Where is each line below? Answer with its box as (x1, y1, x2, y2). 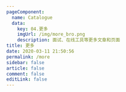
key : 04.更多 (17, 25, 48, 32)
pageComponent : (6, 8, 45, 15)
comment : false (6, 71, 45, 77)
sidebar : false (6, 59, 45, 65)
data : (12, 20, 26, 26)
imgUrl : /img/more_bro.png (17, 31, 85, 38)
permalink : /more (6, 54, 50, 60)
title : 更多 (6, 43, 35, 49)
